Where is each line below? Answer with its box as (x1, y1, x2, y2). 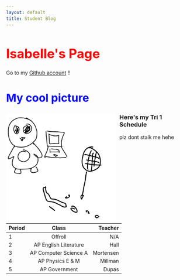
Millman (100, 258, 119, 265)
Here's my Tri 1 (119, 113, 162, 121)
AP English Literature (33, 241, 84, 248)
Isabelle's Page (6, 45, 101, 62)
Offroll (51, 233, 67, 240)
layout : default (6, 9, 46, 15)
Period (8, 224, 25, 231)
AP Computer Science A (30, 250, 88, 257)
